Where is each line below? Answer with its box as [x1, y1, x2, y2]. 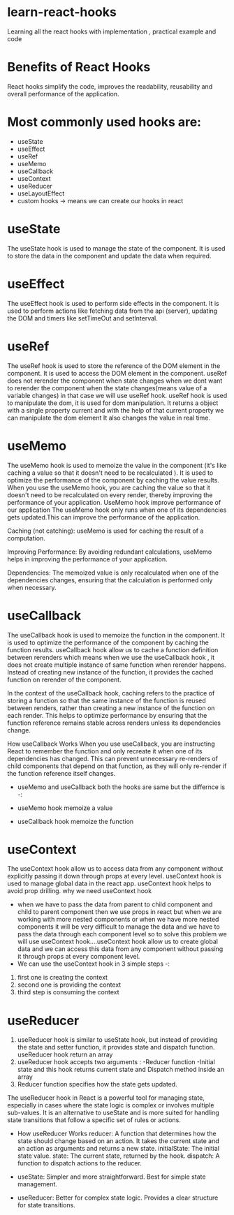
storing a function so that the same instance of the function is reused [7, 696, 206, 705]
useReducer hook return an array [17, 1050, 113, 1059]
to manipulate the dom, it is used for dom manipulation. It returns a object [7, 399, 219, 407]
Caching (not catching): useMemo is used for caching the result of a [7, 526, 204, 535]
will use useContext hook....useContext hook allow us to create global [17, 937, 219, 946]
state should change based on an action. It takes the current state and [17, 1137, 220, 1145]
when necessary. [7, 583, 57, 591]
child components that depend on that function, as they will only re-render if [7, 762, 227, 770]
